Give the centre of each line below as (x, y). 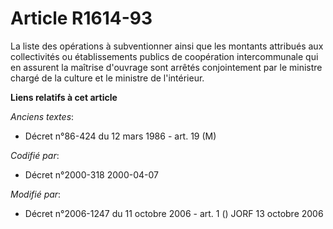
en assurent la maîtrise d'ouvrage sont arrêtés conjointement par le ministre (166, 67)
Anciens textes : (42, 116)
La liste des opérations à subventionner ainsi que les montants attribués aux (167, 46)
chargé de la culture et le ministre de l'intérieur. (107, 78)
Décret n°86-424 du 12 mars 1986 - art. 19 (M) (120, 136)
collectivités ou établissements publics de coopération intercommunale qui (164, 56)
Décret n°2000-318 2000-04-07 (91, 174)
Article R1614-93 (81, 18)
